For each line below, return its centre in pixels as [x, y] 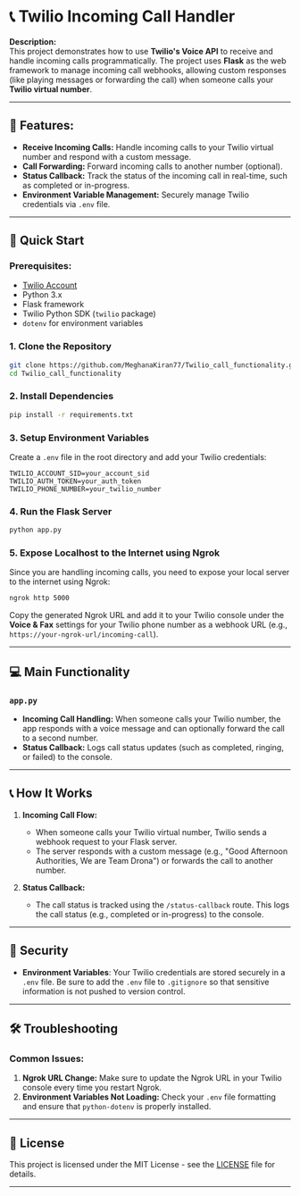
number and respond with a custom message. [107, 156]
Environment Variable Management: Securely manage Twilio [136, 195]
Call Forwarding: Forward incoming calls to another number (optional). [152, 166]
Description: [33, 41]
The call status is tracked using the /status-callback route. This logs [162, 905]
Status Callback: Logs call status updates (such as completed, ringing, [153, 747]
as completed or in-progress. [76, 185]
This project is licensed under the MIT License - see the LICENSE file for [142, 1165]
